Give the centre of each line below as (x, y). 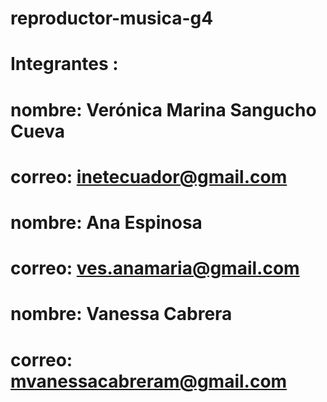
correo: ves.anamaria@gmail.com (155, 268)
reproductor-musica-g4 (112, 18)
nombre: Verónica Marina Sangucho (163, 109)
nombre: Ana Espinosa (106, 222)
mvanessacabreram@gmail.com (149, 381)
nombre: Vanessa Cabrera (121, 314)
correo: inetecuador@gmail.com (149, 176)
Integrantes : (64, 64)
